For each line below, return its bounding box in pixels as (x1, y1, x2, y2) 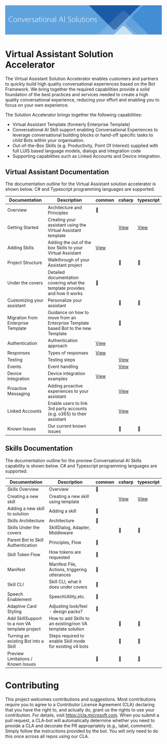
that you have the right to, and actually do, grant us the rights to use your (5, 707, 155, 713)
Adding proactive (48, 382, 83, 388)
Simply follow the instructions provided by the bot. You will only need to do (5, 728, 159, 734)
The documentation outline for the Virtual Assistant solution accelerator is (5, 181, 156, 187)
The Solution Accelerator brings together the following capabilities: (5, 112, 143, 118)
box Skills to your (48, 245, 83, 251)
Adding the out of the (48, 240, 91, 246)
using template (49, 498, 80, 504)
